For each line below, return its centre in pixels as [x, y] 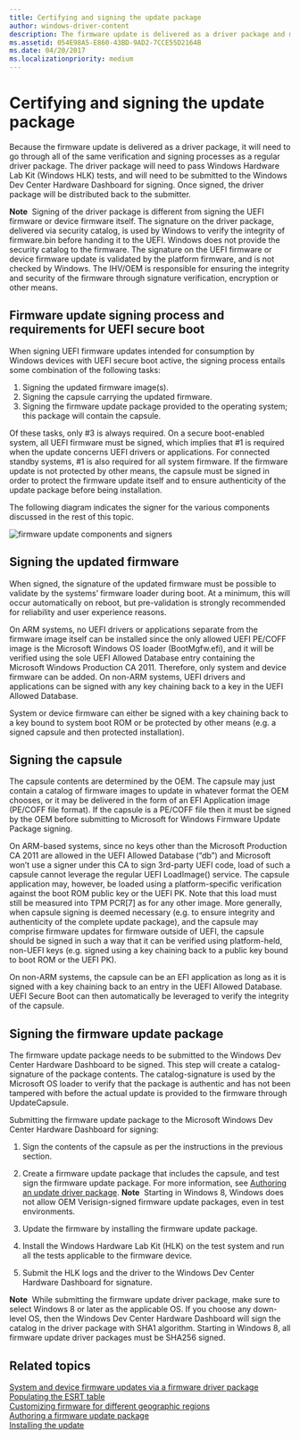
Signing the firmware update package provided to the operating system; [155, 406]
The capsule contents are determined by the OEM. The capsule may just [142, 781]
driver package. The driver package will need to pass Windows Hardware [144, 165]
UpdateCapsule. [39, 1102]
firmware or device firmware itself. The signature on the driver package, [142, 220]
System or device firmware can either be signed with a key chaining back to [149, 713]
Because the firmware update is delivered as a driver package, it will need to [150, 146]
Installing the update [47, 1425]
